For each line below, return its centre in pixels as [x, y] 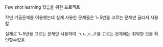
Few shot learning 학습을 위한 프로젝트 [43, 7]
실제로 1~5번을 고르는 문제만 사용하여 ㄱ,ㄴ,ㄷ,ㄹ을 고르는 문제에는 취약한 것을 [79, 34]
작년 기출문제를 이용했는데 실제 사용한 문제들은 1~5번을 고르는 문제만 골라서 [77, 17]
